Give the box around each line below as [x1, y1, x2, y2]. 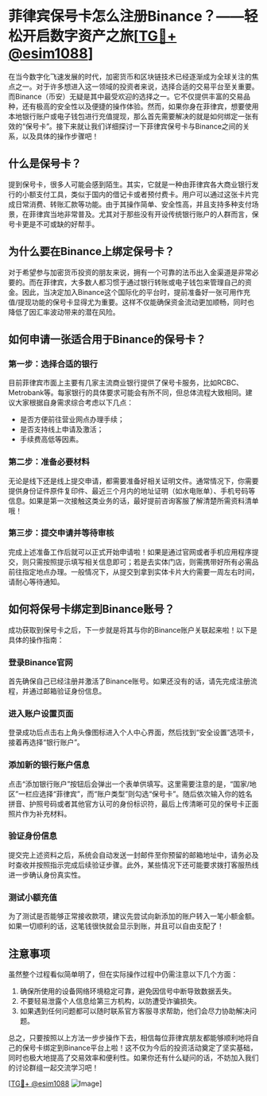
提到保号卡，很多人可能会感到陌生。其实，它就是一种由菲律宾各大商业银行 [8, 180, 252, 189]
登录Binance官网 [8, 656, 73, 668]
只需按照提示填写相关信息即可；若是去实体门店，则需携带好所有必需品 [29, 557, 259, 567]
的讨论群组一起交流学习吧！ [8, 1063, 99, 1072]
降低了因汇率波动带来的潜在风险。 [8, 307, 120, 316]
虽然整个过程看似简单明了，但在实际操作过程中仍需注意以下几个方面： [8, 969, 238, 978]
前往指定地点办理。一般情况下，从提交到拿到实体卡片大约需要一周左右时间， [8, 567, 259, 576]
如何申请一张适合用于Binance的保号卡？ [8, 332, 207, 346]
